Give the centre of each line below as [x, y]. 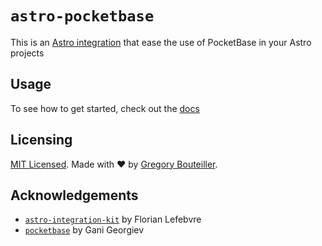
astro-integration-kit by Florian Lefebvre [113, 219]
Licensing [41, 140]
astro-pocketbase [82, 16]
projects [27, 53]
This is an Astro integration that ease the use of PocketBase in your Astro [161, 42]
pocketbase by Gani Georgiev [84, 230]
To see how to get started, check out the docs [105, 108]
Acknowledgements [74, 195]
